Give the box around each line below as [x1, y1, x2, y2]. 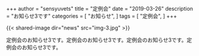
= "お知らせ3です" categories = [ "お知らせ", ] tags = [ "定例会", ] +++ [6, 12, 177, 19]
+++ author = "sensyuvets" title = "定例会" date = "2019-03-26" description [6, 5, 193, 12]
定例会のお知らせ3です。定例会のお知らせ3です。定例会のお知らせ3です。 [6, 37, 187, 43]
